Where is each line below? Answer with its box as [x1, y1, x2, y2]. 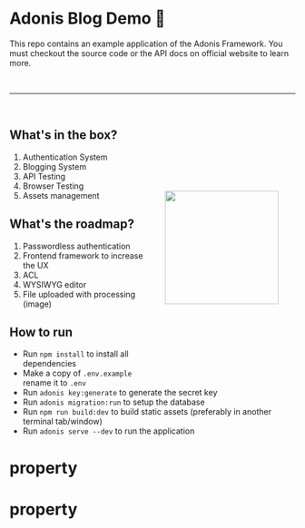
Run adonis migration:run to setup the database [22, 396, 206, 407]
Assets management [22, 190, 100, 200]
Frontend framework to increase [22, 249, 143, 261]
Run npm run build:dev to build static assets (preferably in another [22, 406, 272, 417]
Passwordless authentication [22, 240, 131, 251]
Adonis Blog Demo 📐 [9, 8, 166, 29]
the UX [22, 259, 49, 270]
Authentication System [22, 152, 108, 162]
